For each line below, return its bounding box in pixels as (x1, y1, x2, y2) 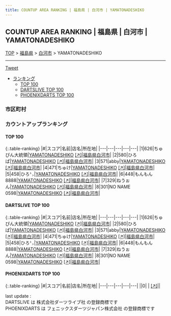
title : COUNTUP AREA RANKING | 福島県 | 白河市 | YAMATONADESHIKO (5, 7, 145, 13)
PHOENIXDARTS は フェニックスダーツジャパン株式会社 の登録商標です (5, 305, 155, 311)
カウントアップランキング (5, 121, 68, 128)
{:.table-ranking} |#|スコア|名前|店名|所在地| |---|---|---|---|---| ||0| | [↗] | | (5, 282, 161, 288)
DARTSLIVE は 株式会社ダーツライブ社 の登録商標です (5, 299, 118, 305)
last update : (5, 293, 32, 299)
